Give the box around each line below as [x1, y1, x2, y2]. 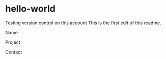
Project [5, 39, 20, 45]
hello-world [5, 3, 56, 15]
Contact [5, 49, 22, 55]
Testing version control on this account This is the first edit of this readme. [5, 20, 161, 26]
